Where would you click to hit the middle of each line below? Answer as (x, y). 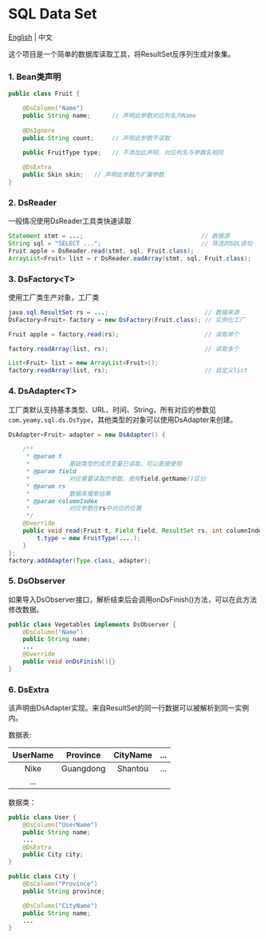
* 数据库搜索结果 (68, 493)
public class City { (43, 877)
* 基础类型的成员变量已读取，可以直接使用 (104, 464)
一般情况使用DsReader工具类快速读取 (70, 221)
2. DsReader (33, 202)
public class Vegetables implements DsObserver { (93, 624)
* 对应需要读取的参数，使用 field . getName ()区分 (116, 479)
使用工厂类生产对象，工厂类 (54, 297)
